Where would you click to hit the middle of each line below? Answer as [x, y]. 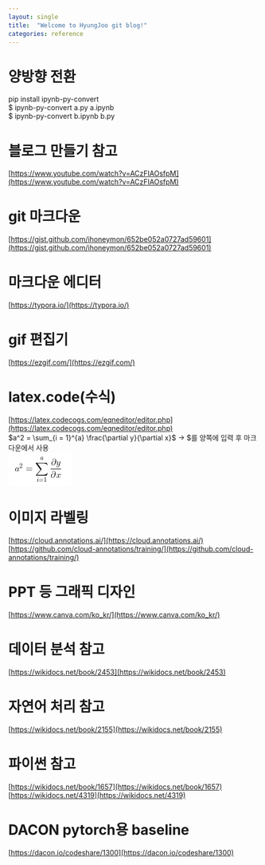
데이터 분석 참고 [57, 650]
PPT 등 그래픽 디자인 [72, 592]
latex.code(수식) [62, 397]
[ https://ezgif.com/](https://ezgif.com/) [72, 362]
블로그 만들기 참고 [63, 151]
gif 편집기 [39, 340]
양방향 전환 [42, 77]
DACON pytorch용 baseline [99, 829]
